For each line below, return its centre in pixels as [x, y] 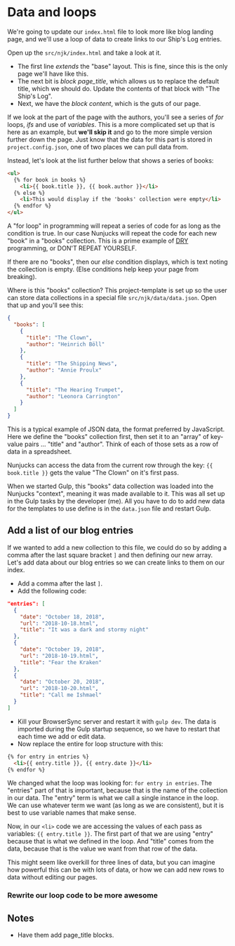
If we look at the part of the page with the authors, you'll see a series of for [115, 117]
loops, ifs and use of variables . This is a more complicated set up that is [111, 124]
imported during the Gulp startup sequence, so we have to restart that [119, 729]
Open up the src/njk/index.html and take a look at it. [84, 53]
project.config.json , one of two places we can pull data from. [98, 147]
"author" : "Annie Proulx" [63, 370]
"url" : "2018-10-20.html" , [59, 689]
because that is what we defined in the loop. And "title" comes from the [110, 842]
